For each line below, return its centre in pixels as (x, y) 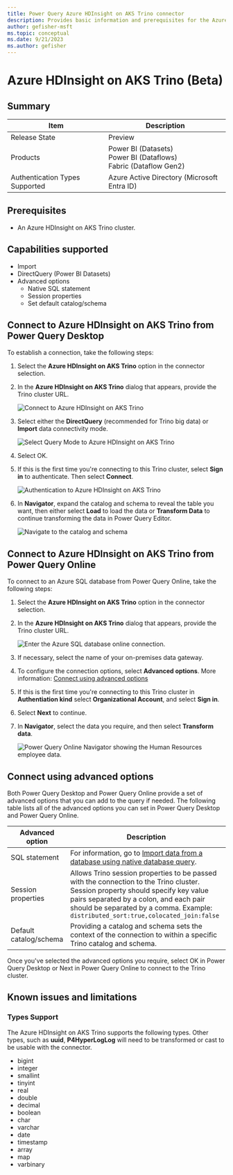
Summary (29, 106)
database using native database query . (133, 862)
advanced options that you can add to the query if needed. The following (112, 801)
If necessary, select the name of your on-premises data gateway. (110, 658)
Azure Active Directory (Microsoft (163, 177)
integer (27, 1068)
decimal (28, 1105)
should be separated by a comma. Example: (141, 908)
